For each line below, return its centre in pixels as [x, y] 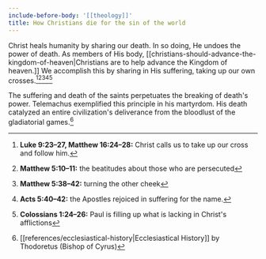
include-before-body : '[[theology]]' [70, 15]
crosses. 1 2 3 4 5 [30, 80]
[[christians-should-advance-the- [201, 54]
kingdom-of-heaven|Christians [59, 62]
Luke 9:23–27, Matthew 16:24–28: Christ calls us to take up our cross [134, 145]
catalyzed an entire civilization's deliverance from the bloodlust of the [122, 112]
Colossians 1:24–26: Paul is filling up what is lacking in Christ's [123, 214]
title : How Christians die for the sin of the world [97, 23]
